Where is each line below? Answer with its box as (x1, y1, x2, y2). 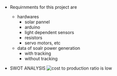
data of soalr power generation (17, 45, 80, 51)
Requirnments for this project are (9, 4, 78, 10)
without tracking (24, 56, 58, 61)
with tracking (24, 50, 51, 56)
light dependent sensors (24, 30, 75, 35)
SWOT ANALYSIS (9, 65, 46, 71)
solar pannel (24, 19, 50, 25)
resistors (24, 35, 43, 40)
